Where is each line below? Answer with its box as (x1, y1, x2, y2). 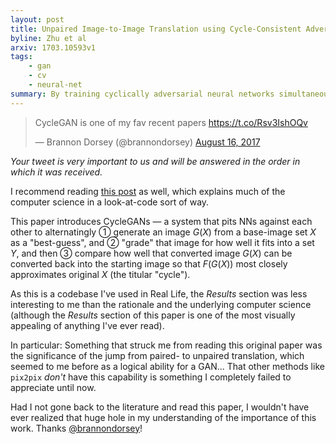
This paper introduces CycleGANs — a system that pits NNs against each (10, 215, 313, 227)
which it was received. (10, 166, 103, 178)
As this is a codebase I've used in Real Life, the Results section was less (10, 287, 308, 300)
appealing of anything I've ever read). (10, 319, 165, 331)
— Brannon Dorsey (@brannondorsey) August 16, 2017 (34, 136, 261, 148)
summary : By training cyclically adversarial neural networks (10, 89, 275, 99)
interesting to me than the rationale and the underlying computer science (10, 298, 312, 310)
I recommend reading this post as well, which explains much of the (10, 185, 286, 197)
